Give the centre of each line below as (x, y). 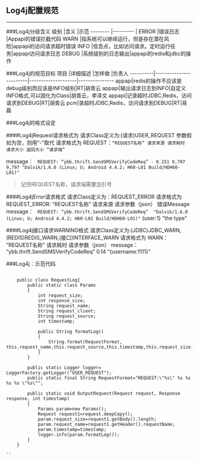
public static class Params (62, 285)
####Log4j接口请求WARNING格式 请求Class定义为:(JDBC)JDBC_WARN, (94, 230)
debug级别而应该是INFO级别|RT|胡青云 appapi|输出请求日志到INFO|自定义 (96, 88)
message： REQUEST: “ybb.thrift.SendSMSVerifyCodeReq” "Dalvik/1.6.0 (97, 211)
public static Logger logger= (64, 368)
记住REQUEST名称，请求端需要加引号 (66, 184)
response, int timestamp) (38, 398)
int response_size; (61, 300)
